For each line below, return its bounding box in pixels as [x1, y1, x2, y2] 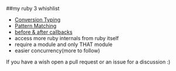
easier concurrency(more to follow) [14, 47, 100, 54]
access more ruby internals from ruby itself [14, 35, 119, 41]
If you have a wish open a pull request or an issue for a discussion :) [6, 58, 171, 65]
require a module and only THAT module [14, 41, 113, 48]
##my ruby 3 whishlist [6, 5, 60, 12]
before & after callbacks [14, 29, 73, 35]
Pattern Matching [14, 23, 57, 29]
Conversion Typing [14, 16, 60, 23]
